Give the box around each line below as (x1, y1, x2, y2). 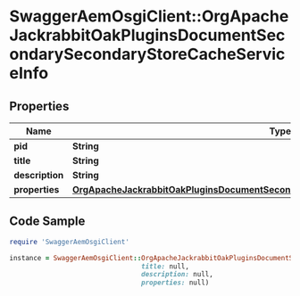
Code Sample (9, 214, 86, 229)
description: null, (141, 270, 214, 279)
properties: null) (141, 278, 210, 287)
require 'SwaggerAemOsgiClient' (9, 237, 129, 246)
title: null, (141, 261, 190, 271)
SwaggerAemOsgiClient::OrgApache (9, 6, 289, 27)
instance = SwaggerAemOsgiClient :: (9, 253, 142, 262)
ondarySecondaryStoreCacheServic (9, 45, 286, 64)
